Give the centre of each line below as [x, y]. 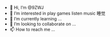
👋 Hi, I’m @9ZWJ [27, 8]
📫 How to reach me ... [32, 29]
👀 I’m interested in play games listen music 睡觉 [57, 13]
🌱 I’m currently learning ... [36, 19]
